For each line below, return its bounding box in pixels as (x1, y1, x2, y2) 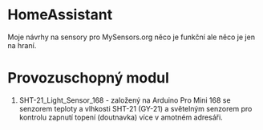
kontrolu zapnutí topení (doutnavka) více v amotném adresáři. (18, 112, 224, 122)
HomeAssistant (7, 6, 113, 24)
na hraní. (7, 40, 37, 50)
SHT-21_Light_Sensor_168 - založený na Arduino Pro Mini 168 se (18, 95, 231, 105)
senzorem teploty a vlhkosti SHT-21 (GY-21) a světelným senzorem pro (18, 104, 253, 113)
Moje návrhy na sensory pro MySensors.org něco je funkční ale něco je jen (7, 32, 256, 42)
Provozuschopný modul (7, 69, 170, 87)
